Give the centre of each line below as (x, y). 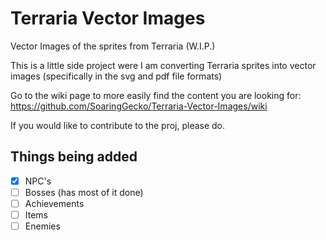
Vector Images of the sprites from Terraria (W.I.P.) (113, 46)
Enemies (42, 226)
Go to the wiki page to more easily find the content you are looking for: (156, 95)
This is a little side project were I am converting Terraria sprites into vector (163, 65)
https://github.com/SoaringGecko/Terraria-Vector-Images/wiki (139, 106)
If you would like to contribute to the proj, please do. (118, 125)
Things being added (74, 157)
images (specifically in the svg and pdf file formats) (116, 76)
